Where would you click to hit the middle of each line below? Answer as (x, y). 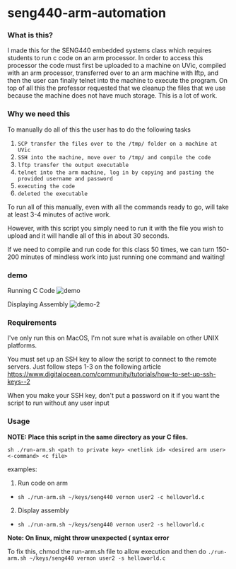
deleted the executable (53, 194)
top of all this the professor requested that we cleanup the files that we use (117, 88)
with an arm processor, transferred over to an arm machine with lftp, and (113, 73)
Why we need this (39, 114)
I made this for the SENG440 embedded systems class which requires (110, 50)
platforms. (22, 345)
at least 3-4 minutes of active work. (59, 214)
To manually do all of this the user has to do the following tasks (99, 130)
